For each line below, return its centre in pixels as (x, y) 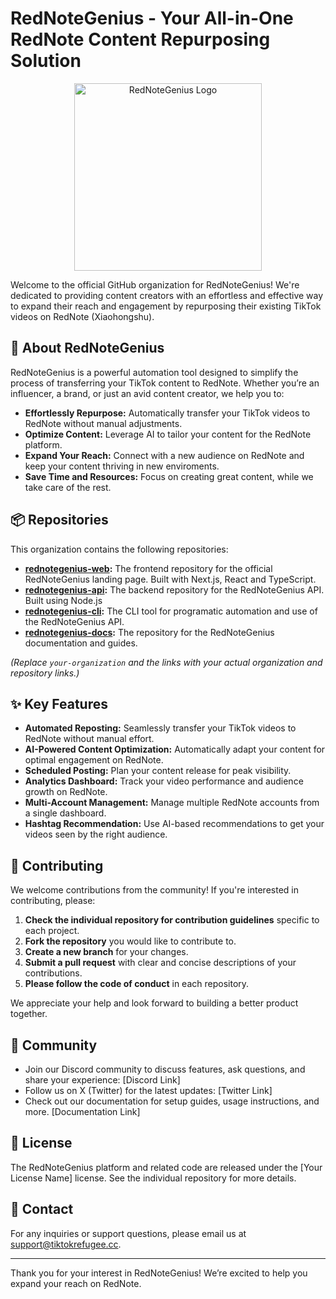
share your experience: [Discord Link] (102, 1080)
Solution (46, 61)
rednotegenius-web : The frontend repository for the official (148, 568)
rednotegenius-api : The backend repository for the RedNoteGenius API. (174, 589)
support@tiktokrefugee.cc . (66, 1244)
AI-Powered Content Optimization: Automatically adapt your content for (175, 749)
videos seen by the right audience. (96, 834)
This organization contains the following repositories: (119, 549)
